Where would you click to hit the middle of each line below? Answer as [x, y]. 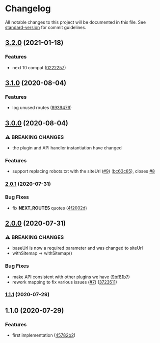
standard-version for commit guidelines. [46, 27]
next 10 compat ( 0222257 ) [39, 67]
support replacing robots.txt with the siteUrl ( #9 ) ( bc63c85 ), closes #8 [83, 171]
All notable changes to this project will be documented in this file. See [76, 22]
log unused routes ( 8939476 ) [42, 108]
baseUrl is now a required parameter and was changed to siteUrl [78, 248]
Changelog [28, 9]
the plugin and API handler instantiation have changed [67, 148]
